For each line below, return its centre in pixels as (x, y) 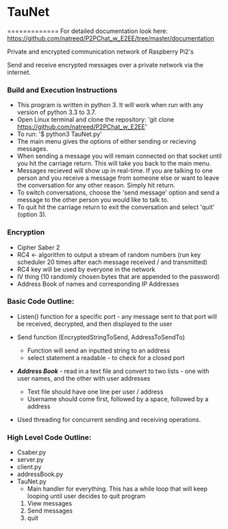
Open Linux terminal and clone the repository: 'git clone (96, 120)
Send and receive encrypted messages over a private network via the (105, 65)
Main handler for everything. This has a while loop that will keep (117, 489)
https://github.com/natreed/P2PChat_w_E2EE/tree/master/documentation (111, 38)
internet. (19, 72)
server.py (30, 460)
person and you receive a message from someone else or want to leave (118, 178)
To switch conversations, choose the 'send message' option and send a (118, 192)
